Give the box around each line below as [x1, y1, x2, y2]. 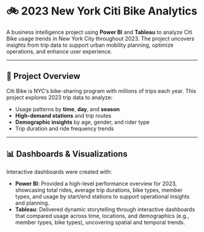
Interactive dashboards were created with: [6, 168, 112, 176]
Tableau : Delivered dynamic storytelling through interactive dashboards [15, 205, 195, 213]
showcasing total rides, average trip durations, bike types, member [15, 186, 183, 194]
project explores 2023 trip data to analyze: [6, 94, 113, 101]
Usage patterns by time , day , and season [15, 105, 120, 112]
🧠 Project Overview [6, 71, 81, 81]
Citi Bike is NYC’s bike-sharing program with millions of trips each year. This [6, 87, 196, 94]
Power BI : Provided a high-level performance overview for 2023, [15, 180, 177, 187]
